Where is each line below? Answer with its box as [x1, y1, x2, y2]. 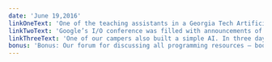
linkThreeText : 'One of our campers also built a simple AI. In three [8, 34, 252, 43]
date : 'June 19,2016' [8, 11, 82, 20]
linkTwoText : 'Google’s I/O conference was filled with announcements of [8, 27, 263, 35]
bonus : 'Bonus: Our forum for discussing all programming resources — [8, 42, 252, 50]
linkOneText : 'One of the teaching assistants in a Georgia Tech [8, 19, 233, 27]
